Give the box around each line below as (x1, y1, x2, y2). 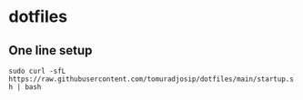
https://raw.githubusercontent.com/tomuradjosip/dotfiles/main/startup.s (8, 75, 295, 84)
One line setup (8, 43, 93, 58)
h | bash (8, 83, 42, 92)
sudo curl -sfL (8, 66, 66, 75)
